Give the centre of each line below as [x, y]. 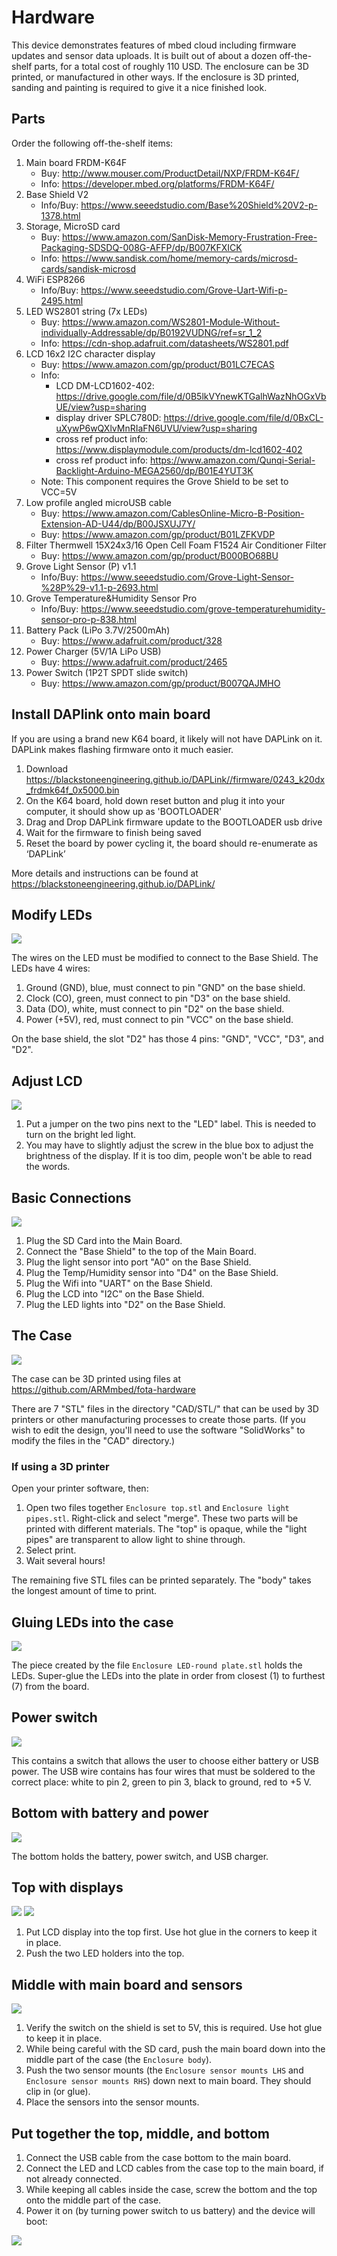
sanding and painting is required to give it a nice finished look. [139, 87]
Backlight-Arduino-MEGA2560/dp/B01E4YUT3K [154, 470]
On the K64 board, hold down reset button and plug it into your [155, 800]
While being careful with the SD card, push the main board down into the [175, 2049]
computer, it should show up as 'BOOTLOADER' [124, 811]
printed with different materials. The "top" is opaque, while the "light [166, 1529]
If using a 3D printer [60, 1466]
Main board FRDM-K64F [76, 162]
